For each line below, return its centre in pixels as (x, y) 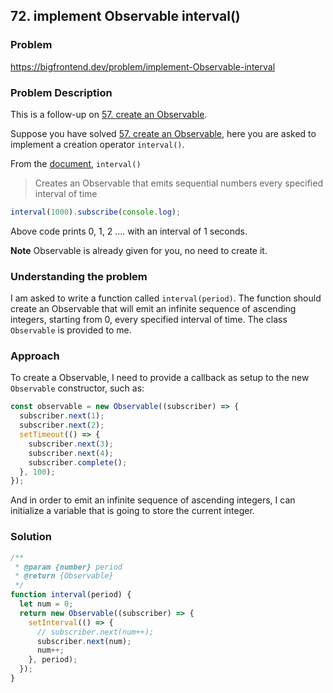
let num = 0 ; (46, 604)
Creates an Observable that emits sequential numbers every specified (178, 183)
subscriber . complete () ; (78, 462)
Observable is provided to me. (71, 330)
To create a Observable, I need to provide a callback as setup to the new (160, 378)
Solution (31, 537)
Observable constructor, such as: (77, 388)
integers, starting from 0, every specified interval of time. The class (149, 320)
